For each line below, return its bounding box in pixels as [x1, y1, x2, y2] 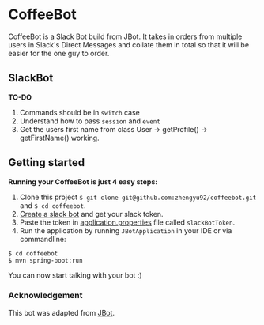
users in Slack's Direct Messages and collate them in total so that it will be [8, 40, 250, 49]
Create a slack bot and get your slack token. [19, 209, 164, 218]
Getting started [8, 156, 85, 169]
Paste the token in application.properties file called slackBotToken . [19, 217, 236, 227]
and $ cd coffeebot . [19, 200, 86, 210]
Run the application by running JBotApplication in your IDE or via [19, 225, 232, 235]
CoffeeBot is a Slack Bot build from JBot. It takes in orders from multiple [8, 32, 243, 41]
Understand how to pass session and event [19, 116, 160, 126]
